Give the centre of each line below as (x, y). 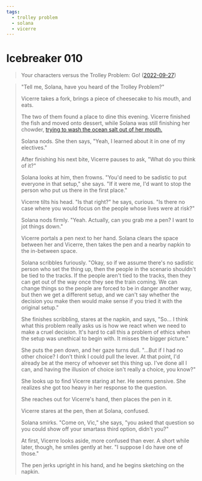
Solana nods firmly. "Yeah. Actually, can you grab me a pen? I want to (107, 220)
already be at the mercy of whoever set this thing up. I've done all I (104, 363)
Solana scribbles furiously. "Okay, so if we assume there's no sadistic (107, 263)
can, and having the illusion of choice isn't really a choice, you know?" (108, 369)
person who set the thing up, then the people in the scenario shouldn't (108, 269)
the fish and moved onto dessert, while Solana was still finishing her (106, 123)
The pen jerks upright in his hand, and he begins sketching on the (103, 465)
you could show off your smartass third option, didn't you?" (95, 429)
